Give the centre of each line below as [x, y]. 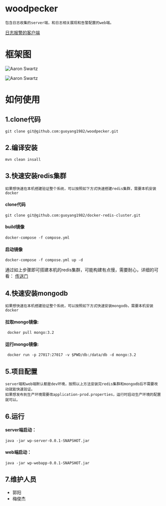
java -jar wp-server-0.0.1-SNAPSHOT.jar [48, 441]
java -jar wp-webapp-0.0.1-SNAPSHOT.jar [48, 463]
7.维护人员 [21, 479]
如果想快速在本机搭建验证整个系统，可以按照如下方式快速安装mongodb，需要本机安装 [79, 306]
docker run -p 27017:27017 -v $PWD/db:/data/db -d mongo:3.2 [72, 355]
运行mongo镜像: [22, 344]
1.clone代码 [23, 120]
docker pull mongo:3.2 [31, 333]
